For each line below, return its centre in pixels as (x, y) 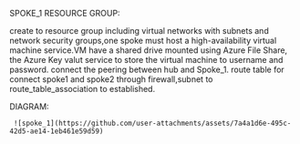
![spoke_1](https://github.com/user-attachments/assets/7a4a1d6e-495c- (152, 123)
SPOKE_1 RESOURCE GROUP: (65, 13)
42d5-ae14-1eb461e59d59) (57, 131)
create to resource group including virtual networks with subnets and (139, 31)
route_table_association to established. (83, 89)
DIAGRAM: (29, 107)
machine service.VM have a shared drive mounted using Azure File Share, (149, 50)
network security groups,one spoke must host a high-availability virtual (143, 41)
